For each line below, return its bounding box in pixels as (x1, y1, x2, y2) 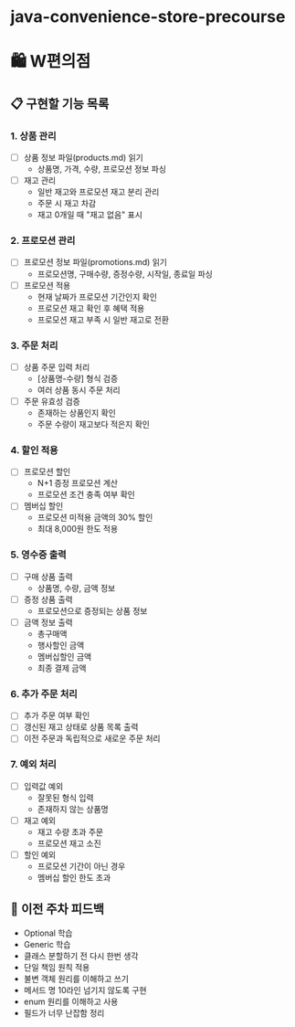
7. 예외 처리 (10, 758, 58, 771)
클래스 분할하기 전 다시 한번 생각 (23, 950, 139, 961)
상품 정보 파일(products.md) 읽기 (23, 153, 144, 164)
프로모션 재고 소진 (37, 838, 101, 849)
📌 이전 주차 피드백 (10, 902, 104, 917)
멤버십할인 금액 (37, 651, 92, 662)
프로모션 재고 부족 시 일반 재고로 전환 (37, 313, 170, 325)
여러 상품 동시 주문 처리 (37, 384, 121, 395)
